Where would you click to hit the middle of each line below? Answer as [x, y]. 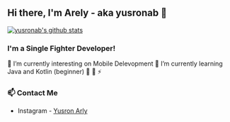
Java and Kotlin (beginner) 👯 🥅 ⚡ [54, 72]
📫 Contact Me [33, 93]
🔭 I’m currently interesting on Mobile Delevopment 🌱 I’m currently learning [115, 63]
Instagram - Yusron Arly [52, 111]
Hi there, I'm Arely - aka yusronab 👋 [87, 13]
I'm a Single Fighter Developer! [61, 48]
